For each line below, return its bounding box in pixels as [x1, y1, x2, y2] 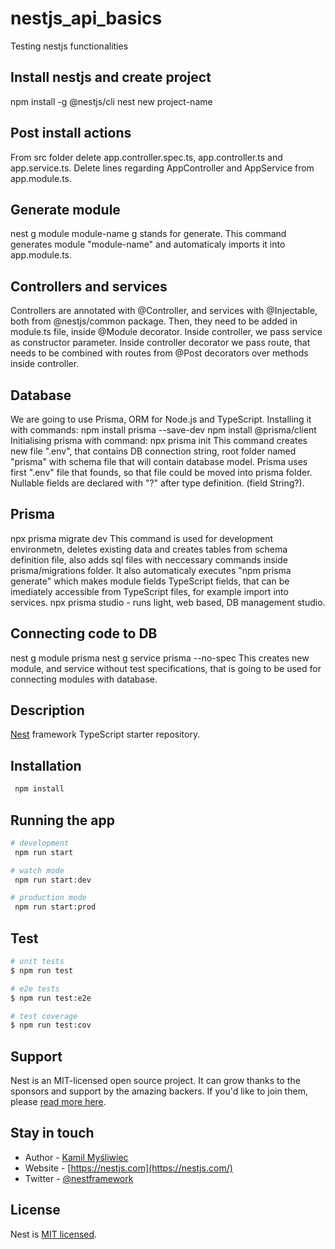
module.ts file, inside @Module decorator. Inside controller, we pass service [10, 326, 323, 338]
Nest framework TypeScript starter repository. [10, 728, 201, 741]
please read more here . [10, 1096, 107, 1108]
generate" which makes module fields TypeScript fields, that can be [10, 575, 290, 587]
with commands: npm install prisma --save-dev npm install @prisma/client [10, 424, 317, 436]
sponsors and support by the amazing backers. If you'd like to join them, [10, 1085, 308, 1097]
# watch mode [10, 865, 65, 876]
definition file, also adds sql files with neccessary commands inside [10, 553, 288, 566]
